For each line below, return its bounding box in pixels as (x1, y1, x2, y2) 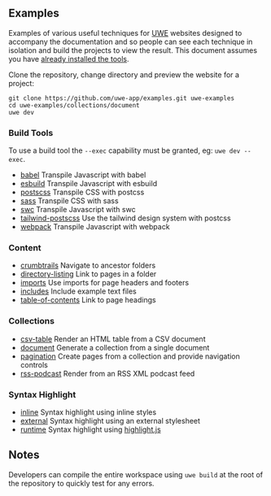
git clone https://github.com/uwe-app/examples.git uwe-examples (8, 94, 234, 102)
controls (20, 359, 49, 369)
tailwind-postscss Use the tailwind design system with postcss (20, 213, 231, 223)
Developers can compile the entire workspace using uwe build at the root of (8, 469, 264, 479)
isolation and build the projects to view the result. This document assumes (8, 45, 258, 55)
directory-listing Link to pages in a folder (20, 269, 157, 279)
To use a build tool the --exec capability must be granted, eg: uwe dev (8, 146, 241, 155)
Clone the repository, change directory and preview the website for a (8, 69, 240, 80)
